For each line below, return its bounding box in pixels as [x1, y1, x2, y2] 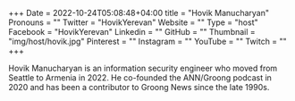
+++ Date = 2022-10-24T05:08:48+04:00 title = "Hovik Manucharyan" [8, 8, 270, 18]
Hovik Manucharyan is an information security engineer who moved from [8, 63, 278, 73]
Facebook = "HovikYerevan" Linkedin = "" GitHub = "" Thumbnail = [8, 27, 256, 37]
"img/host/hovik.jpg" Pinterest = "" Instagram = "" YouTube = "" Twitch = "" [8, 36, 287, 46]
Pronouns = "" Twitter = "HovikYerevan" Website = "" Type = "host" [8, 17, 258, 28]
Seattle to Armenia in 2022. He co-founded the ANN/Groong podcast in [8, 72, 272, 83]
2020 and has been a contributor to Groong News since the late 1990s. [8, 82, 270, 92]
